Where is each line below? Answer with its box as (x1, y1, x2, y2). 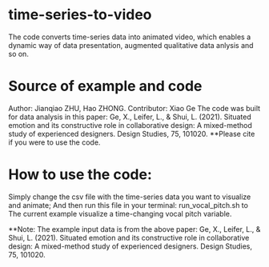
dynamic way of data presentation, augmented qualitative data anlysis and (8, 40, 254, 50)
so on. (8, 49, 30, 58)
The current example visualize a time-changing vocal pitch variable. (8, 209, 232, 218)
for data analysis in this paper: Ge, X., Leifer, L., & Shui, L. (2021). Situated (8, 112, 252, 122)
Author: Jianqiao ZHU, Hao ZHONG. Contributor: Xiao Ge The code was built (8, 103, 261, 113)
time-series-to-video (8, 6, 152, 24)
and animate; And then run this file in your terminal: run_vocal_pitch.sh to (8, 200, 248, 209)
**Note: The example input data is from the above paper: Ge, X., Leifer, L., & (8, 224, 261, 233)
